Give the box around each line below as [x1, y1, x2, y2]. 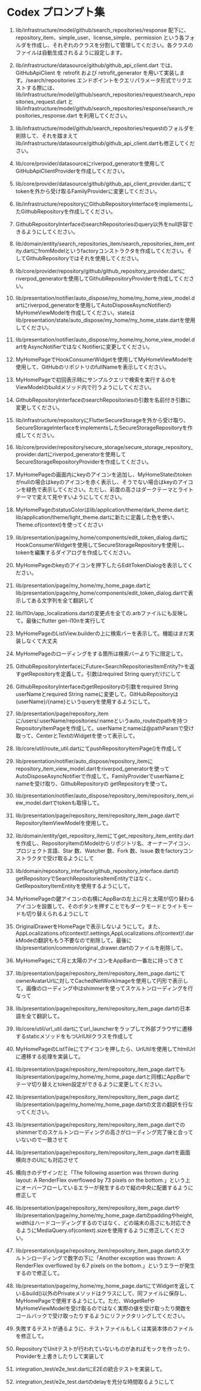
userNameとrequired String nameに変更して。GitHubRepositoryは [15, 690, 179, 697]
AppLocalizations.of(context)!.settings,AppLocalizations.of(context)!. [15, 929, 186, 937]
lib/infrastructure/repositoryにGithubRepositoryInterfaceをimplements [15, 200, 188, 207]
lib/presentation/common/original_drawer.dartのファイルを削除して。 [15, 944, 186, 951]
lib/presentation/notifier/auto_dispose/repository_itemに [15, 757, 153, 764]
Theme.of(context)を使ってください [15, 521, 103, 528]
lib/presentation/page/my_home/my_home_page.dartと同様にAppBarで [15, 1073, 191, 1080]
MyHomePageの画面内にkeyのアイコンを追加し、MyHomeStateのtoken [15, 471, 192, 478]
